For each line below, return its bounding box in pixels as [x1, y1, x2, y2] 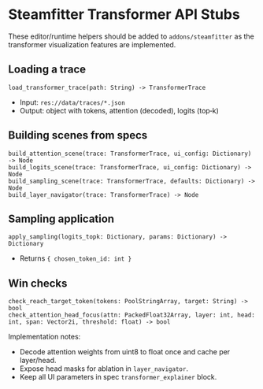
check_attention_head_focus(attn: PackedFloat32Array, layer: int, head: [8, 311, 256, 320]
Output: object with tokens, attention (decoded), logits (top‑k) [19, 106, 219, 115]
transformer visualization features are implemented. [8, 39, 176, 49]
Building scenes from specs [8, 128, 148, 143]
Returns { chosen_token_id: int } [19, 254, 132, 263]
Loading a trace [8, 63, 87, 76]
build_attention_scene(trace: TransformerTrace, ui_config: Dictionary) [8, 150, 252, 157]
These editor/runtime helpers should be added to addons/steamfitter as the [8, 31, 254, 41]
